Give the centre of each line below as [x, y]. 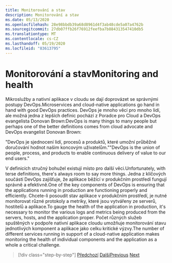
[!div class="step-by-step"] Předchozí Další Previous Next [79, 255]
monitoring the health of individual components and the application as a [81, 239]
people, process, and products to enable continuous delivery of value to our [85, 153]
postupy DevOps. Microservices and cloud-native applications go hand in [82, 104]
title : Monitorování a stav [35, 10]
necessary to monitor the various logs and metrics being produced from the [85, 212]
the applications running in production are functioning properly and [76, 190]
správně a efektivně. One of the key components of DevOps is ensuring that [85, 185]
